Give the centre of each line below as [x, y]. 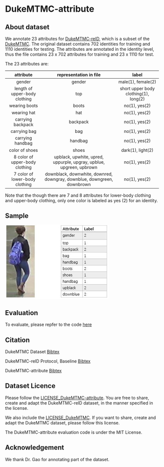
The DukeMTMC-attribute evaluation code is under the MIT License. [74, 432]
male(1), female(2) [137, 82]
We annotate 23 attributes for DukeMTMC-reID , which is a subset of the [77, 39]
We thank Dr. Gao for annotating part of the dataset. [57, 459]
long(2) [137, 99]
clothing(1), [137, 94]
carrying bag [23, 131]
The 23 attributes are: [27, 64]
